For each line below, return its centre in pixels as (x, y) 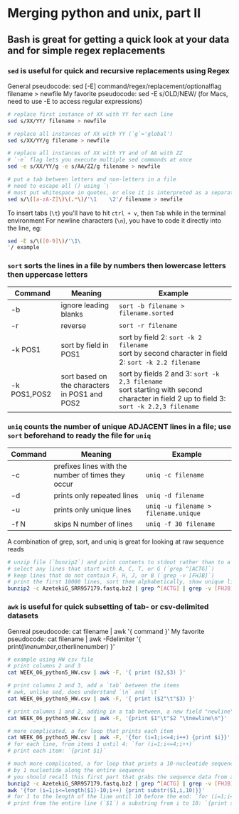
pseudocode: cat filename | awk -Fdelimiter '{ (74, 639)
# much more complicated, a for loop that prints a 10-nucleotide (108, 764)
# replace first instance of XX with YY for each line (90, 114)
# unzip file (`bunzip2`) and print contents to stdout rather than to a (119, 562)
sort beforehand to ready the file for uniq (79, 435)
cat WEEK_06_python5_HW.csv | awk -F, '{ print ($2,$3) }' (97, 673)
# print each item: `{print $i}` (57, 751)
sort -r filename (148, 326)
